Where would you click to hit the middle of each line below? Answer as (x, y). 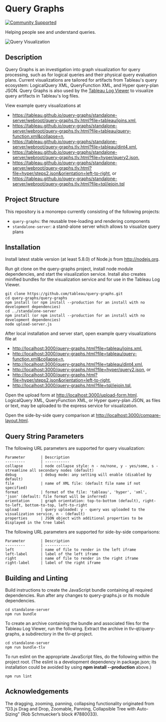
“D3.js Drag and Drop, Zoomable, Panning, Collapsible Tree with (71, 709)
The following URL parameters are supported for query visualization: (75, 448)
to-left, (14, 506)
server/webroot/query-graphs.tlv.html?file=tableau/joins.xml (74, 120)
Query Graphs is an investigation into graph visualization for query (73, 69)
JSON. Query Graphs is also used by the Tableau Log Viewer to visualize (79, 91)
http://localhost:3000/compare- (128, 415)
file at (11, 339)
